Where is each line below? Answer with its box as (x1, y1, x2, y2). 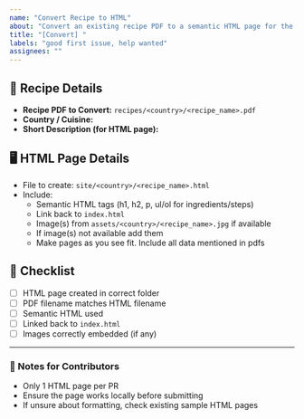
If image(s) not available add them (35, 227, 164, 238)
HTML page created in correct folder (22, 287, 160, 299)
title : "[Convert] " (9, 30, 88, 39)
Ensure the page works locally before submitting (22, 390, 204, 401)
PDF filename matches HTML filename (22, 298, 166, 309)
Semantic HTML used (22, 308, 104, 319)
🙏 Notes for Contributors (9, 359, 120, 372)
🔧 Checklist (9, 263, 75, 279)
